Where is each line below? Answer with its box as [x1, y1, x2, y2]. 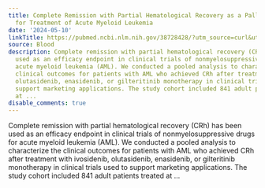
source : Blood [8, 41, 55, 49]
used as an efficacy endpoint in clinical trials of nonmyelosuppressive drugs [8, 129, 255, 138]
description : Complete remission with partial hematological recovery [8, 48, 245, 56]
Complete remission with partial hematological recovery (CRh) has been [8, 121, 242, 131]
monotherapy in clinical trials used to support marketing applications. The [8, 163, 248, 172]
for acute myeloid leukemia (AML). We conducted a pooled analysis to [8, 138, 237, 147]
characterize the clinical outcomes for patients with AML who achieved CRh [8, 146, 255, 156]
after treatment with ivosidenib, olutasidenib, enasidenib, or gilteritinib [8, 154, 235, 164]
